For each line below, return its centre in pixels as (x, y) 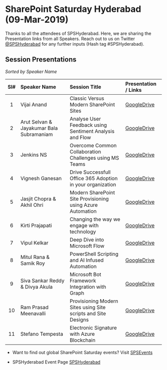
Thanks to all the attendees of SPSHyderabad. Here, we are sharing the (78, 33)
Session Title (85, 87)
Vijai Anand (34, 104)
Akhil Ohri (32, 205)
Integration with (88, 287)
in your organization (93, 185)
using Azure (83, 205)
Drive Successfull (90, 172)
